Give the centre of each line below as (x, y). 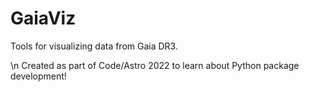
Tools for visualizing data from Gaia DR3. (94, 46)
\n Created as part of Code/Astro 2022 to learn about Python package (155, 65)
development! (38, 76)
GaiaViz (43, 18)
